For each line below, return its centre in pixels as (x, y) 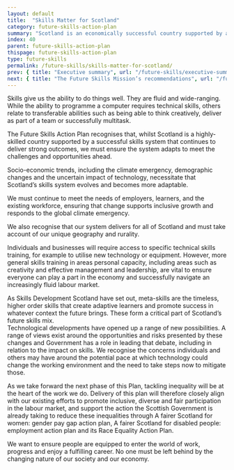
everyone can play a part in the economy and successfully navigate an (109, 277)
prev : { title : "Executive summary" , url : (70, 72)
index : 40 (22, 40)
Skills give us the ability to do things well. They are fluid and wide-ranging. (114, 98)
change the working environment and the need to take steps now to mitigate (117, 365)
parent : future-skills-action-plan (59, 46)
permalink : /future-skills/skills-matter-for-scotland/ (90, 66)
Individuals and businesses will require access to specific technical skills (111, 248)
